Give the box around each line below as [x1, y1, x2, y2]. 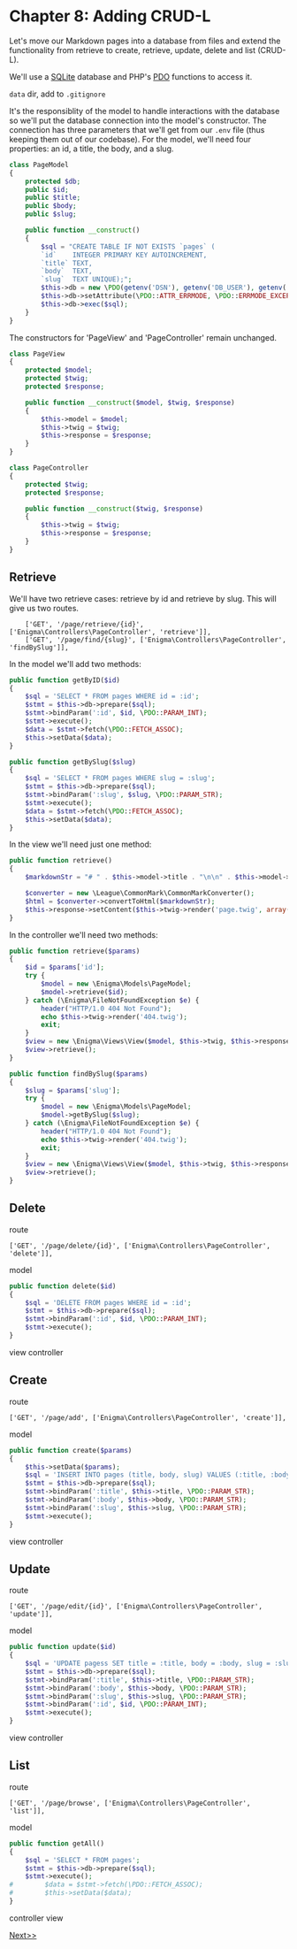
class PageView [9, 349, 65, 358]
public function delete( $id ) [9, 1281, 117, 1291]
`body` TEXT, [41, 267, 93, 276]
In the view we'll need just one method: [9, 839, 152, 850]
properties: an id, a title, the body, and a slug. [9, 143, 174, 154]
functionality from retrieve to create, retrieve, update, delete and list [9, 44, 256, 55]
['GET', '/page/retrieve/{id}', [25, 619, 144, 629]
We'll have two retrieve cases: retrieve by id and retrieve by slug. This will [9, 593, 277, 603]
